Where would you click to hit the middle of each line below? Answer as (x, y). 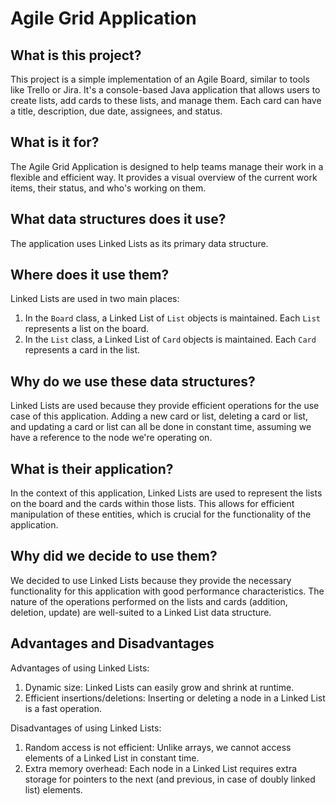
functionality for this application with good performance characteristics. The (167, 591)
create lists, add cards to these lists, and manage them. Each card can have (166, 100)
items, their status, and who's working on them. (108, 188)
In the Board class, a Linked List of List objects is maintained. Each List (173, 318)
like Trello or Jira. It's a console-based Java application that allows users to (165, 90)
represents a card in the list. (82, 350)
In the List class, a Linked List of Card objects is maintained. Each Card (170, 339)
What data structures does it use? (118, 219)
